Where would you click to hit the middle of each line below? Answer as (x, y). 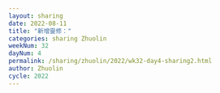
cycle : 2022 (28, 76)
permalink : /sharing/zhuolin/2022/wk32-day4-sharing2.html (110, 61)
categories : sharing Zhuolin (58, 38)
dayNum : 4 (25, 53)
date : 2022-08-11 (38, 23)
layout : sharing (36, 16)
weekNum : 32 (28, 46)
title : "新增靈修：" (40, 31)
